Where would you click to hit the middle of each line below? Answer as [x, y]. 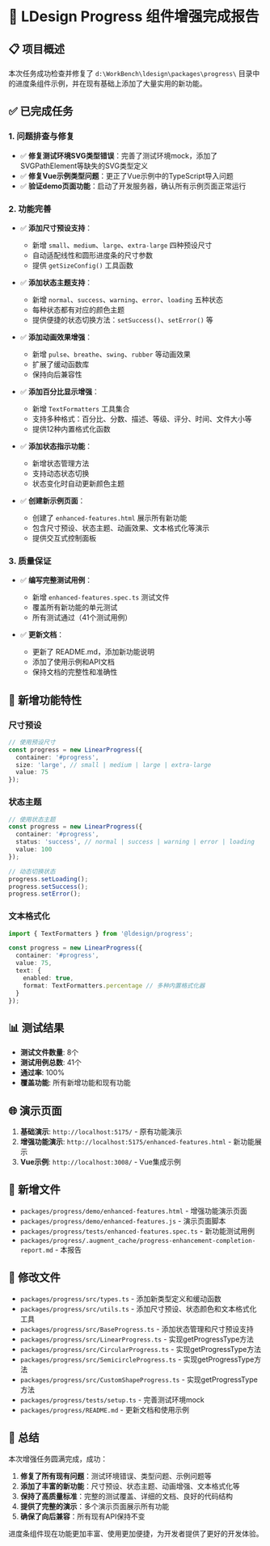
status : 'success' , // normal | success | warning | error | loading [135, 842]
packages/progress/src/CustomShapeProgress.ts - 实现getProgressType [139, 1380]
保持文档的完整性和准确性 [75, 672]
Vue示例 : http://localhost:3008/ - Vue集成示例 [101, 1162]
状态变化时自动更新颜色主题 [78, 483]
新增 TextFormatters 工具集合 [81, 408]
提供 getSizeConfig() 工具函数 [82, 265]
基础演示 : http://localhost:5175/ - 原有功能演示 [101, 1131]
